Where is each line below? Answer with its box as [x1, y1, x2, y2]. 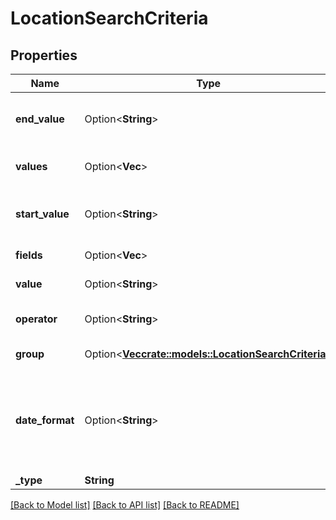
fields [15, 248, 43, 262]
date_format [15, 413, 75, 427]
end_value [15, 112, 65, 126]
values [15, 160, 48, 173]
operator [15, 312, 58, 326]
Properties [10, 47, 78, 64]
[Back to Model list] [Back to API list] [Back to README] [10, 499, 240, 511]
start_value [15, 207, 70, 221]
